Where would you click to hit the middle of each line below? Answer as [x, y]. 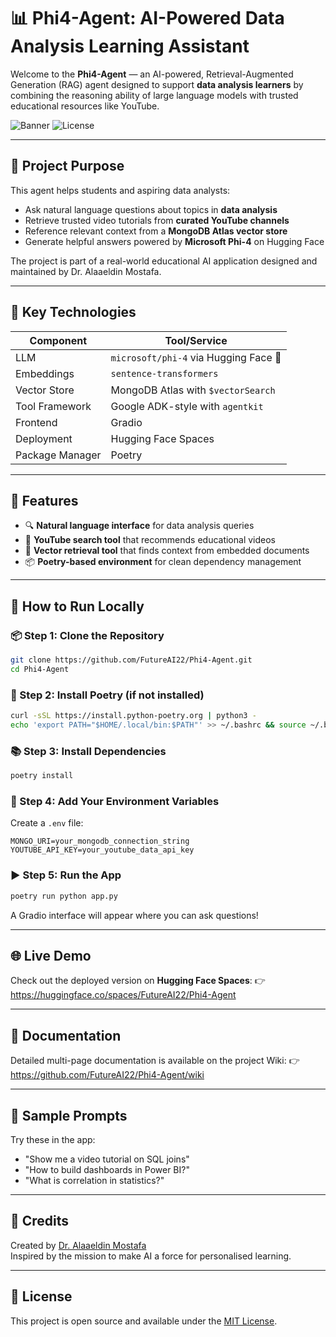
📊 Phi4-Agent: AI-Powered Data [147, 18]
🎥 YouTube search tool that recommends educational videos [150, 540]
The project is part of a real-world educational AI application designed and [164, 261]
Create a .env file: [47, 823]
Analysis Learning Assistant [130, 46]
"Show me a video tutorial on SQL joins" [107, 1159]
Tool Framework [53, 406]
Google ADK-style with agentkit [187, 406]
